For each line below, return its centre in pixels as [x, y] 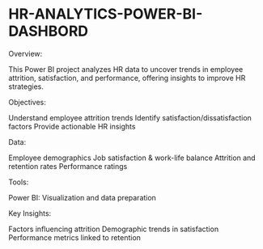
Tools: [19, 182]
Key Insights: [30, 213]
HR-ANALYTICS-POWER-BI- [106, 14]
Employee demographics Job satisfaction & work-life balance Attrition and [132, 158]
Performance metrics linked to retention [75, 237]
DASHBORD [49, 31]
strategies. [26, 87]
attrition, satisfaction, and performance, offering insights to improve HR [127, 78]
